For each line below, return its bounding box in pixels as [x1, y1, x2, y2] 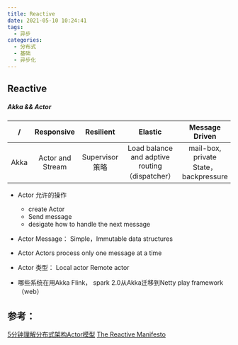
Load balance [127, 143, 174, 153]
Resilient [84, 127, 115, 137]
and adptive [130, 152, 170, 162]
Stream [42, 162, 67, 172]
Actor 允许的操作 [17, 191, 67, 199]
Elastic [138, 127, 162, 137]
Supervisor [81, 152, 119, 162]
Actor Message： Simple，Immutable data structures [17, 234, 174, 243]
